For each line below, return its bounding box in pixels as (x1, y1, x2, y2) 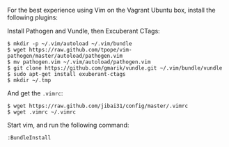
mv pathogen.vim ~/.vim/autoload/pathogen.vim (13, 59, 151, 65)
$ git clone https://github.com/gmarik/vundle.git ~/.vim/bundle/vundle (7, 65, 223, 72)
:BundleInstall (7, 134, 52, 141)
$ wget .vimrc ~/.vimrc (7, 109, 77, 116)
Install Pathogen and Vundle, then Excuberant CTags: (7, 27, 160, 35)
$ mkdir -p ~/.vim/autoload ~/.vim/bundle (7, 40, 132, 47)
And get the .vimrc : (7, 89, 63, 97)
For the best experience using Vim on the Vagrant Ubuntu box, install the (7, 6, 216, 14)
